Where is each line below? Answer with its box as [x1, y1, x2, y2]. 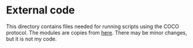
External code [6, 4, 75, 17]
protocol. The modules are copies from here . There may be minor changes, [6, 29, 187, 36]
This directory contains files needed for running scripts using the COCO [6, 23, 180, 30]
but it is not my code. [6, 35, 57, 42]
